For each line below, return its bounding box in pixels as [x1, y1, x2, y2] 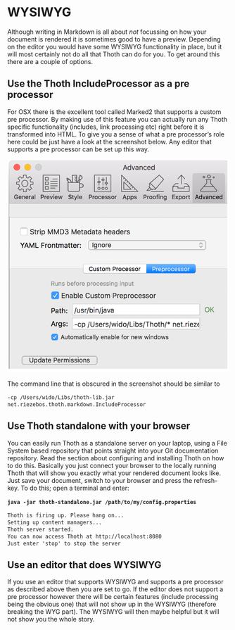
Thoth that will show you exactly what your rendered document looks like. [7, 469, 222, 477]
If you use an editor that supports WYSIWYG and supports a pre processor [7, 578, 224, 586]
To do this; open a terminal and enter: [20, 484, 129, 492]
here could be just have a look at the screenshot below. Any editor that [7, 137, 212, 146]
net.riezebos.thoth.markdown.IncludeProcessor [7, 401, 146, 408]
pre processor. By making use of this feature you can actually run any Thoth [7, 115, 227, 123]
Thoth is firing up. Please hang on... [7, 512, 125, 519]
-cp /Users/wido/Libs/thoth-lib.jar [7, 393, 115, 401]
